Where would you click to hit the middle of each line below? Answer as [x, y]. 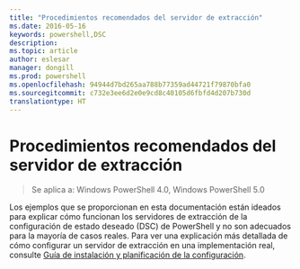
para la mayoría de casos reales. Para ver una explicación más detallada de [149, 236]
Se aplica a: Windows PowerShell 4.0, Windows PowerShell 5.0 [148, 190]
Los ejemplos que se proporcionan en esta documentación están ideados [145, 207]
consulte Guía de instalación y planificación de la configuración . [128, 255]
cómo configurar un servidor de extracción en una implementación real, [142, 246]
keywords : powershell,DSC [57, 34]
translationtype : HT [48, 101]
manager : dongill [42, 68]
